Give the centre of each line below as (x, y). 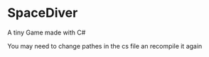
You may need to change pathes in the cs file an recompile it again (105, 46)
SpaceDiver (43, 13)
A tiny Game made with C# (47, 32)
